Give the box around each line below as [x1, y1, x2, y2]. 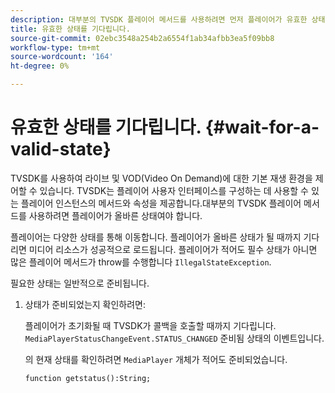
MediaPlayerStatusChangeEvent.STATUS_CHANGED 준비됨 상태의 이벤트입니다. [24, 332, 325, 344]
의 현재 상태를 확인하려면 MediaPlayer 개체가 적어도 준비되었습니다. [24, 353, 288, 365]
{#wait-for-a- [204, 116, 320, 139]
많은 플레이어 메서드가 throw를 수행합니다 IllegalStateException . [10, 256, 272, 268]
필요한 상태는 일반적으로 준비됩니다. [10, 277, 150, 289]
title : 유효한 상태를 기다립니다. [10, 24, 131, 34]
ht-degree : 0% [10, 61, 70, 71]
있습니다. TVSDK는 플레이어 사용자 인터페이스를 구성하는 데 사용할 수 [39, 184, 309, 196]
